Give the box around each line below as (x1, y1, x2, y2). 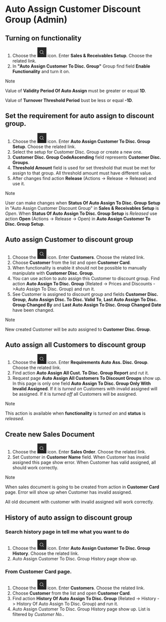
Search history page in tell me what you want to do (5, 528, 130, 535)
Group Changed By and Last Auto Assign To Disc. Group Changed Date (12, 302, 162, 308)
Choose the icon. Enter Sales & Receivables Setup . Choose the (12, 53, 153, 58)
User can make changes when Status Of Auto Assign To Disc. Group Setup (5, 200, 161, 206)
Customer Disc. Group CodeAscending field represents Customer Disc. (12, 154, 161, 160)
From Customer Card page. (5, 568, 72, 575)
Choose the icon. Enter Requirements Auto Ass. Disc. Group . (12, 359, 149, 365)
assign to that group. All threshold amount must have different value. (12, 170, 153, 176)
